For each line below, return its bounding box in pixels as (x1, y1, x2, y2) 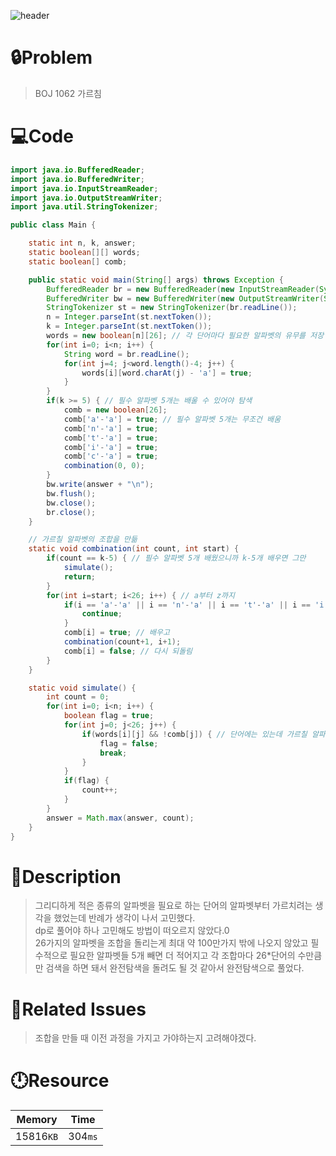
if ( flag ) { (63, 776, 110, 786)
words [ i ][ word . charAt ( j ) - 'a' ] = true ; (81, 368, 253, 378)
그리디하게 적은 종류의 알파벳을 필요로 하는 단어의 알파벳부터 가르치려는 (34, 900, 313, 912)
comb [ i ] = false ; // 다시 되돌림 (63, 646, 193, 656)
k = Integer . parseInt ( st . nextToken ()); (46, 321, 213, 332)
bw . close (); (46, 498, 97, 508)
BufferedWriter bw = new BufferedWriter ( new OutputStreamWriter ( (46, 293, 325, 304)
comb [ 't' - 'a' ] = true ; (63, 433, 159, 443)
